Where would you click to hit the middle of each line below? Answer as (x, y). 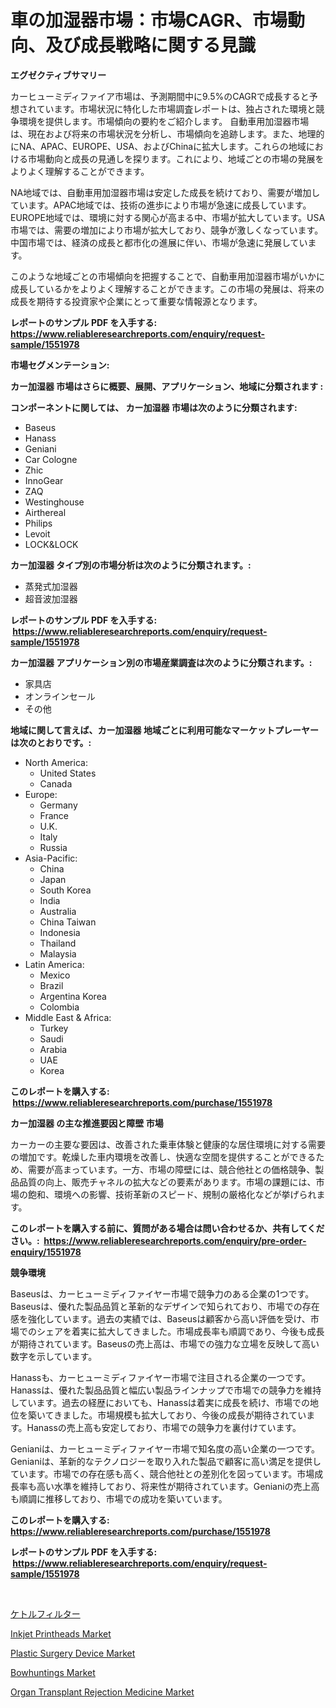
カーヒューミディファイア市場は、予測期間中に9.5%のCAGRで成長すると (160, 96)
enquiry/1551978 (46, 1252)
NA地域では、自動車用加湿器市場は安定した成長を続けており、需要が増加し (165, 192)
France (54, 815)
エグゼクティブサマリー (58, 75)
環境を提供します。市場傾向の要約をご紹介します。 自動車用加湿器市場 (164, 121)
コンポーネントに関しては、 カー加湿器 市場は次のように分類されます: (154, 407)
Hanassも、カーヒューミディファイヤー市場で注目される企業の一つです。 (160, 1377)
